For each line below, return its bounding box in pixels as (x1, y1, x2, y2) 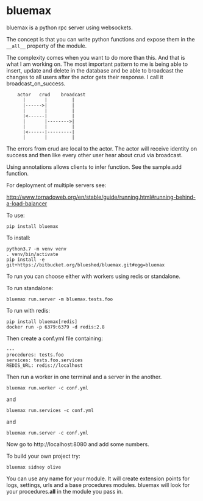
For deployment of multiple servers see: (6, 181, 107, 189)
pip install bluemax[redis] (6, 318, 78, 325)
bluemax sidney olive (6, 464, 62, 470)
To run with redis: (6, 307, 51, 314)
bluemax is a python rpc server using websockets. (6, 24, 133, 31)
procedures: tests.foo (6, 352, 64, 358)
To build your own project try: (6, 452, 80, 460)
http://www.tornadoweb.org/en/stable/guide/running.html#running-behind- (6, 193, 196, 201)
